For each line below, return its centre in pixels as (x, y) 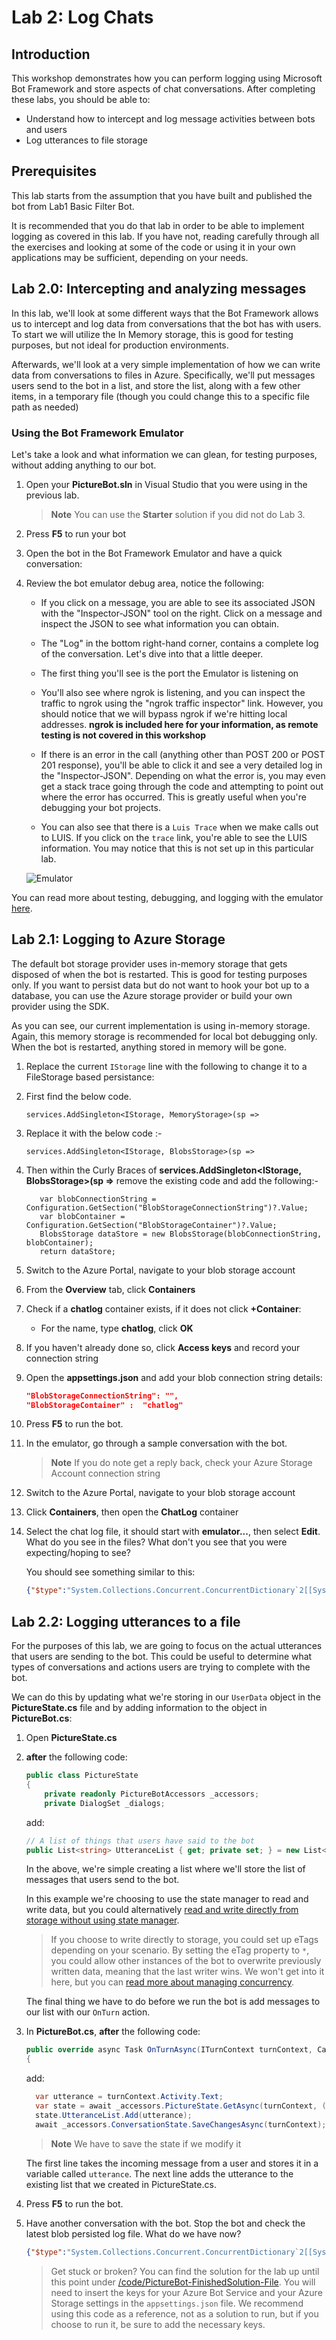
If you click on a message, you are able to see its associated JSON (178, 602)
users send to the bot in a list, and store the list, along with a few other (156, 385)
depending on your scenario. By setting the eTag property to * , (180, 1950)
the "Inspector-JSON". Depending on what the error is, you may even (183, 775)
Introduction (51, 54)
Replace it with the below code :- (94, 1133)
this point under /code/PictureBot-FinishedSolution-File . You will (183, 2282)
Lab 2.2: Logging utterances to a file (126, 1621)
